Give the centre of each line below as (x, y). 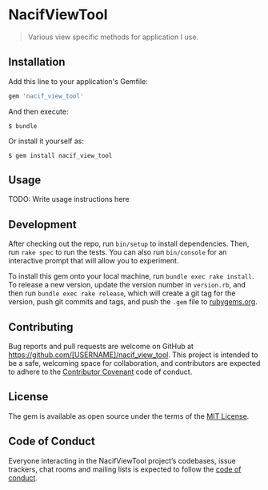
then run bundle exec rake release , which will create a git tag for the (122, 293)
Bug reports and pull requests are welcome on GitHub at (101, 347)
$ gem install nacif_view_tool (60, 155)
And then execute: (38, 111)
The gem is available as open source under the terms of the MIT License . (129, 416)
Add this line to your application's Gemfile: (78, 81)
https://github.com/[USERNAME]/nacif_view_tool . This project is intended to (133, 355)
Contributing (41, 327)
